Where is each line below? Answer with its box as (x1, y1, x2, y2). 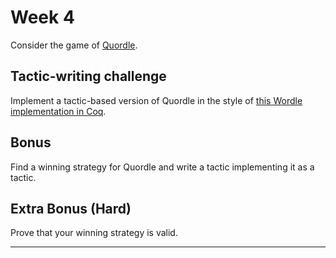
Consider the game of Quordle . (10, 39, 138, 51)
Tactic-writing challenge (10, 68, 167, 85)
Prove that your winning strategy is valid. (10, 227, 178, 239)
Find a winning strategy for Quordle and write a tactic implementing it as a (10, 161, 315, 173)
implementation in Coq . (10, 105, 107, 117)
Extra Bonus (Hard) (10, 200, 132, 217)
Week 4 (10, 6, 75, 29)
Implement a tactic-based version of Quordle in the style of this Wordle (10, 94, 303, 106)
